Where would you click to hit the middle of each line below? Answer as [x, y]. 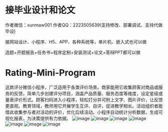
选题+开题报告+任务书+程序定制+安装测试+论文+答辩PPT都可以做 [73, 52]
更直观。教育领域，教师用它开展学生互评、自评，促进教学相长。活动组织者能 [84, 106]
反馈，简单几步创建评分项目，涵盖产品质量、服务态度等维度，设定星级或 [88, 93]
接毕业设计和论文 [40, 10]
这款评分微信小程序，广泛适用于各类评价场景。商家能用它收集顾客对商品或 [82, 87]
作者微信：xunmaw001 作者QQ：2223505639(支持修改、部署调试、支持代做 [84, 25]
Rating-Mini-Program [50, 73]
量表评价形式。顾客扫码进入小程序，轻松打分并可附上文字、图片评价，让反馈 [84, 100]
